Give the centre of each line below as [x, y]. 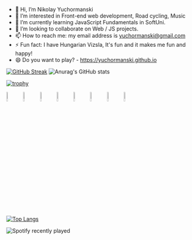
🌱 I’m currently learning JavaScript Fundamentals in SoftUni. [90, 22]
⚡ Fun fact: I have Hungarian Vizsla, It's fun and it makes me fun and [100, 45]
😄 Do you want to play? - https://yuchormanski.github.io [86, 60]
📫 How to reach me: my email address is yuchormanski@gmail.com [100, 36]
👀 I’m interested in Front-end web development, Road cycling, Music [100, 16]
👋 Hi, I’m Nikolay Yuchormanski [54, 9]
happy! [24, 53]
